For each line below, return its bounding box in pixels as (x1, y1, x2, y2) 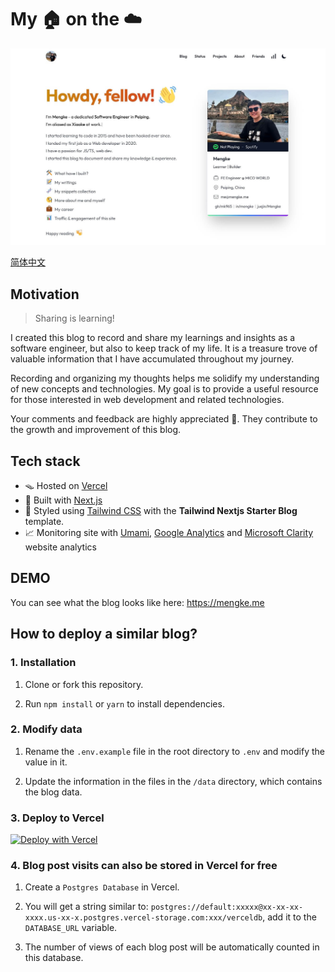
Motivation (10, 286, 80, 303)
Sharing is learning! (34, 312, 115, 325)
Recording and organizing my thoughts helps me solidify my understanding (10, 372, 320, 385)
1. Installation (10, 656, 77, 670)
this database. (24, 952, 84, 964)
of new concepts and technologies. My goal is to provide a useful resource (10, 383, 319, 395)
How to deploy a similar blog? (10, 626, 198, 643)
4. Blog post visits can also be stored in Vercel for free (10, 859, 278, 873)
